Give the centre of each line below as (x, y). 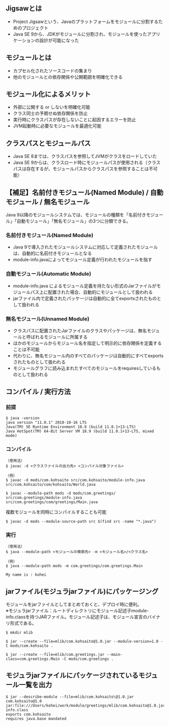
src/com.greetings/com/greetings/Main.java (52, 502)
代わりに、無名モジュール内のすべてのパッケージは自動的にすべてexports (88, 355)
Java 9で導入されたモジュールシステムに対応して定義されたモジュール (85, 247)
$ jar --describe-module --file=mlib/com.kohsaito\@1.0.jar (70, 697)
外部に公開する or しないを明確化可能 (52, 107)
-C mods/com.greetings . (88, 659)
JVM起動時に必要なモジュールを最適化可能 (57, 126)
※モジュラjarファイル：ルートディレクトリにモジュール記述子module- (77, 611)
